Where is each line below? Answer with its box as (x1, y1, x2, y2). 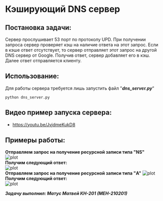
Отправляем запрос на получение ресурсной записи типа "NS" (5, 149, 145, 155)
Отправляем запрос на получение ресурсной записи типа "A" (5, 170, 142, 176)
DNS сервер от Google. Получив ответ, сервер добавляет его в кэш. (5, 52, 151, 58)
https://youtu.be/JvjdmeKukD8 (12, 121, 76, 127)
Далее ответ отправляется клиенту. (5, 58, 82, 63)
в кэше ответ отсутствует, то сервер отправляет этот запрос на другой (5, 47, 157, 53)
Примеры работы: (5, 136, 66, 145)
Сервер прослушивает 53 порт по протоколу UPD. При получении (5, 36, 146, 42)
